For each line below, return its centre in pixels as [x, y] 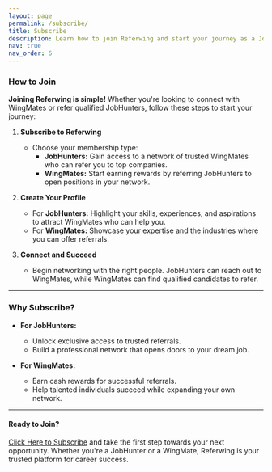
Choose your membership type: [85, 148]
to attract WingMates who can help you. [99, 222]
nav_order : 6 [30, 53]
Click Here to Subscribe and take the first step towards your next [117, 442]
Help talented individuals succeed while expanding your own [134, 390]
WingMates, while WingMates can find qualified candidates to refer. [145, 279]
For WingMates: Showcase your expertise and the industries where [145, 230]
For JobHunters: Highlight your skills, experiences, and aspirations [144, 213]
